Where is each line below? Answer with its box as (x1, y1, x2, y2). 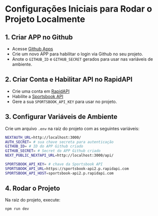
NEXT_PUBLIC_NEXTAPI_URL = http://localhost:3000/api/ (5, 153, 114, 158)
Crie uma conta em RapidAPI (12, 88, 70, 94)
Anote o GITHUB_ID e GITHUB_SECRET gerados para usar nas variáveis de (12, 56, 153, 62)
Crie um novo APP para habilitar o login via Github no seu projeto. (12, 51, 143, 57)
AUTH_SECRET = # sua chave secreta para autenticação (5, 139, 114, 144)
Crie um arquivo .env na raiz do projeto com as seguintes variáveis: (5, 125, 140, 132)
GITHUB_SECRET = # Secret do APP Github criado (5, 149, 101, 153)
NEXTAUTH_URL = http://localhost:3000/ (5, 135, 81, 140)
